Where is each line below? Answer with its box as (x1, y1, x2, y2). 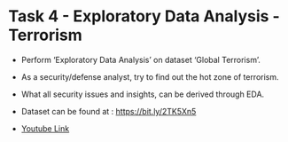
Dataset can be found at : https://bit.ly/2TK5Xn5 (20, 106, 197, 116)
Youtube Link (20, 122, 70, 134)
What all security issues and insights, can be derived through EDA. (20, 89, 265, 99)
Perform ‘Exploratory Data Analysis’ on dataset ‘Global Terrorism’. (20, 54, 261, 65)
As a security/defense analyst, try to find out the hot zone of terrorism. (20, 71, 280, 82)
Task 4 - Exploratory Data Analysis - (8, 6, 280, 27)
